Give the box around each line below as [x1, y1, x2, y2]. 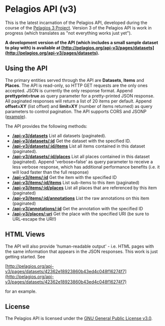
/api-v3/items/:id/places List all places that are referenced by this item [12, 185, 157, 191]
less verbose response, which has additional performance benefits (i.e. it [12, 164, 160, 170]
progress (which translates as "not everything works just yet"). [5, 30, 132, 36]
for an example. [5, 288, 37, 294]
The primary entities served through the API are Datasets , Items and [5, 77, 144, 83]
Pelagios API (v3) [5, 3, 77, 15]
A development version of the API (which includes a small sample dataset [5, 39, 159, 45]
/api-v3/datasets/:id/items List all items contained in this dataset [12, 143, 145, 149]
